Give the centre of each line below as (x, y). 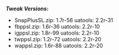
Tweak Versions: (27, 9)
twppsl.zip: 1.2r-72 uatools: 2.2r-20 (58, 39)
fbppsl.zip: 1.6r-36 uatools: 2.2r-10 (57, 27)
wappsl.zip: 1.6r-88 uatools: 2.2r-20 (59, 45)
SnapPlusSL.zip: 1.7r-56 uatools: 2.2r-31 (64, 20)
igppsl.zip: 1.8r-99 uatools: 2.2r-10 (57, 33)
